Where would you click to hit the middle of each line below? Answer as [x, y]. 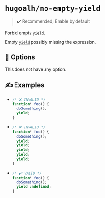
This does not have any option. [36, 69]
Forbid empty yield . [25, 33]
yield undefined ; [34, 187]
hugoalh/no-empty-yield [53, 9]
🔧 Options [20, 57]
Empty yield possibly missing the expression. [51, 42]
